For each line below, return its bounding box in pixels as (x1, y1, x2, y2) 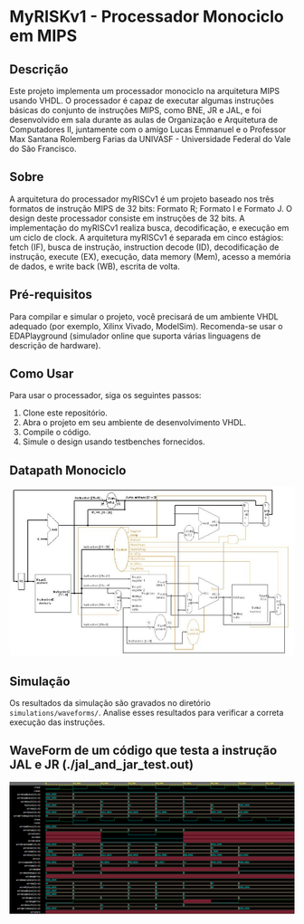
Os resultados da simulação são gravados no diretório (9, 698, 211, 709)
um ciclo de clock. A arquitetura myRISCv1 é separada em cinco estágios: (9, 232, 284, 243)
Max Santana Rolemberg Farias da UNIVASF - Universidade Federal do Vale (9, 134, 291, 144)
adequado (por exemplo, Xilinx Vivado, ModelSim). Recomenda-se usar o (9, 320, 283, 331)
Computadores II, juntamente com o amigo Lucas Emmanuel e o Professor (9, 124, 287, 135)
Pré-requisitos (9, 287, 93, 302)
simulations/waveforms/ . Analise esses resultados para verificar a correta (9, 708, 284, 719)
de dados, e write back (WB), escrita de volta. (9, 261, 181, 271)
